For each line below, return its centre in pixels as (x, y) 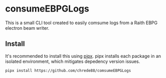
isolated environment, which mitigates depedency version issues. (73, 61)
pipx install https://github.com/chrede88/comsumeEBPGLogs (68, 70)
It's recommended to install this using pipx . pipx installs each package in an (83, 56)
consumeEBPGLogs (47, 9)
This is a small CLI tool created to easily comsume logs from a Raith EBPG (81, 23)
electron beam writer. (27, 28)
